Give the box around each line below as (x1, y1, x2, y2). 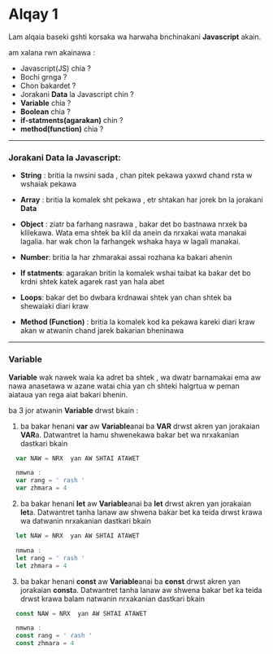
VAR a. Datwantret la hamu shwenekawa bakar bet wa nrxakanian (19, 429, 240, 440)
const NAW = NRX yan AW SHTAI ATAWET (15, 609, 148, 617)
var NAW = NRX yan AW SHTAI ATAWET (15, 454, 140, 463)
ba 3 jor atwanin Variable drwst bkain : (8, 405, 139, 415)
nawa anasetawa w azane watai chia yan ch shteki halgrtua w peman (8, 380, 240, 391)
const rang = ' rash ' (15, 632, 93, 640)
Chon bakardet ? (19, 81, 76, 90)
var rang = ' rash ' (15, 476, 85, 485)
